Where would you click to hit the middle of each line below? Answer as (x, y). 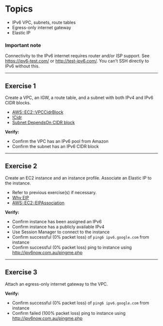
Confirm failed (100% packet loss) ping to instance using (69, 313)
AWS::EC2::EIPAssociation (38, 203)
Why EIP (20, 197)
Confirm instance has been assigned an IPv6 (57, 221)
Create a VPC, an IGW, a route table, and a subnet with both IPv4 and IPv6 (79, 98)
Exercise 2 (21, 166)
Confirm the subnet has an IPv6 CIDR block (55, 147)
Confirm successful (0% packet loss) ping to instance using (72, 247)
